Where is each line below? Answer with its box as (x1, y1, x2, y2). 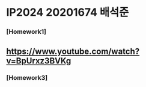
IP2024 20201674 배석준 (6, 5, 129, 19)
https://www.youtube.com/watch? (6, 46, 140, 56)
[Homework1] (6, 28, 47, 36)
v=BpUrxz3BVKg (6, 56, 71, 66)
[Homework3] (6, 74, 48, 82)
